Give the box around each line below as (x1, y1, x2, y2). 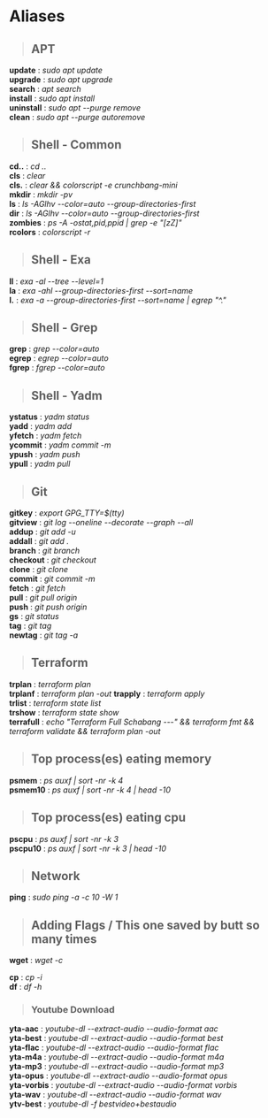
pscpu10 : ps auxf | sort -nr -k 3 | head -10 (9, 843, 166, 854)
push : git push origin (9, 601, 88, 612)
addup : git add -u (9, 526, 77, 537)
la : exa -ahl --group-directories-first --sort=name (9, 285, 194, 295)
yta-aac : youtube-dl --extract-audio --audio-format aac (9, 1023, 218, 1034)
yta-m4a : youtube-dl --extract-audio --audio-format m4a (9, 1052, 225, 1062)
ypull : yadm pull (9, 458, 71, 470)
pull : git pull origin (9, 593, 78, 603)
